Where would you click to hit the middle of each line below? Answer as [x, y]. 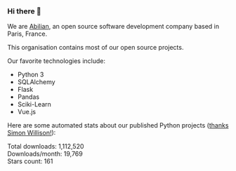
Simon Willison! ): [32, 133]
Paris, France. [27, 34]
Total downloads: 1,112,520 [46, 146]
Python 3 [31, 75]
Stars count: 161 [30, 161]
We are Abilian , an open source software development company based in [113, 27]
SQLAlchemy [36, 82]
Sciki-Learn [34, 104]
